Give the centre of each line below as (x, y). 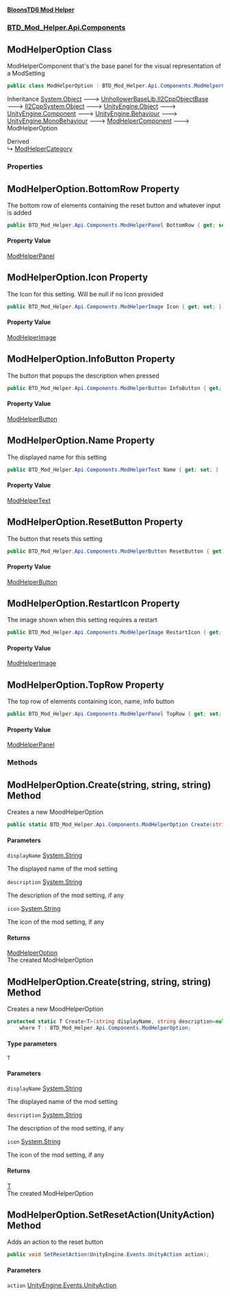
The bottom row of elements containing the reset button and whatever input (114, 205)
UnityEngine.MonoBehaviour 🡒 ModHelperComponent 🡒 (98, 121)
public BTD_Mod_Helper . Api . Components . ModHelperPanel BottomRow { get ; (111, 225)
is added (20, 212)
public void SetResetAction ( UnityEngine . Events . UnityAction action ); (108, 1255)
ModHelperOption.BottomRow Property (93, 189)
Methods (22, 763)
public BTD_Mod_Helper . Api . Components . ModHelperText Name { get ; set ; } (113, 470)
